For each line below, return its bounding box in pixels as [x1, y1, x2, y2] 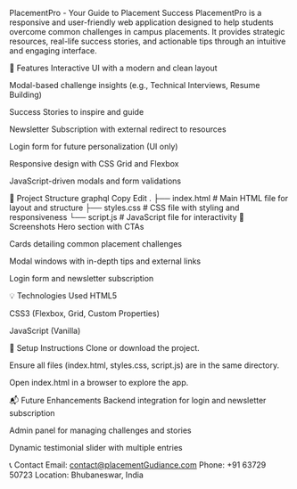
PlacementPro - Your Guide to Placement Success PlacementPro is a [9, 8, 262, 18]
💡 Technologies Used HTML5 [9, 290, 118, 301]
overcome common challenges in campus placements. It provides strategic [9, 27, 285, 37]
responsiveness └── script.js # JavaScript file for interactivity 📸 [9, 212, 245, 222]
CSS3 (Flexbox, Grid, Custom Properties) [9, 308, 161, 319]
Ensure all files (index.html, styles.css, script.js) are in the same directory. [9, 360, 279, 371]
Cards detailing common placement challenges [9, 239, 183, 249]
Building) [9, 89, 43, 100]
